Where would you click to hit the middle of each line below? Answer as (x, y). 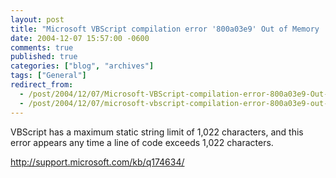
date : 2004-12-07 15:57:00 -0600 (80, 38)
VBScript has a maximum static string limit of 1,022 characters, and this (157, 132)
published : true (44, 57)
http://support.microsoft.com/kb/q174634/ (97, 162)
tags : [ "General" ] (48, 76)
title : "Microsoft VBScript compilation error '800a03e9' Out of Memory (165, 29)
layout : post (37, 19)
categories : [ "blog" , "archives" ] (82, 66)
